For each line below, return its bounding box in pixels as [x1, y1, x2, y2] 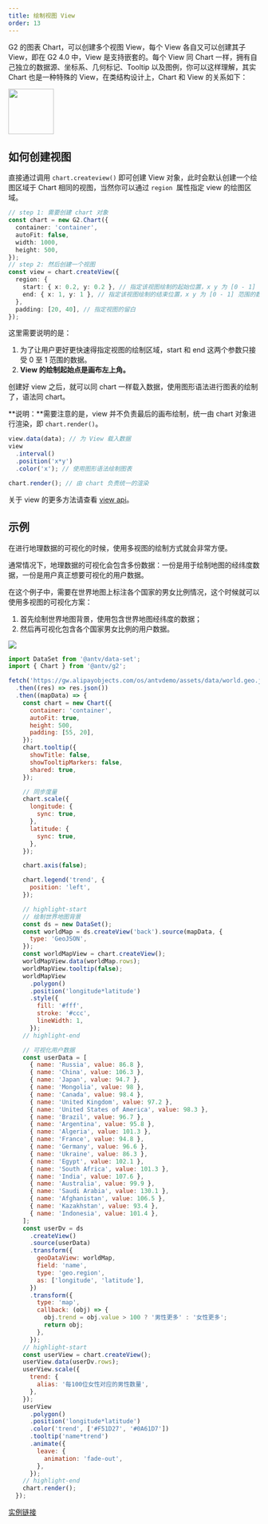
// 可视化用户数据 [22, 1046, 76, 1054]
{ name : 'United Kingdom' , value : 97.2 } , [29, 1098, 173, 1106]
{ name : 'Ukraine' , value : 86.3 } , [29, 1150, 148, 1158]
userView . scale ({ [22, 1366, 81, 1374]
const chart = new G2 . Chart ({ [8, 217, 109, 225]
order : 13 [8, 19, 41, 27]
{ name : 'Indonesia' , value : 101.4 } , [29, 1209, 159, 1217]
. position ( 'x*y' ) [15, 457, 73, 466]
